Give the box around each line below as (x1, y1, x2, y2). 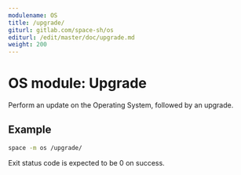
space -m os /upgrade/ (8, 144, 82, 151)
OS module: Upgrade (8, 75, 148, 93)
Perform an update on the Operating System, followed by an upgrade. (8, 100, 234, 110)
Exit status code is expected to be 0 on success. (8, 158, 165, 167)
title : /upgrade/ (8, 19, 65, 27)
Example (8, 123, 52, 137)
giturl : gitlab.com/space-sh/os (8, 26, 114, 34)
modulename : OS (8, 11, 58, 20)
